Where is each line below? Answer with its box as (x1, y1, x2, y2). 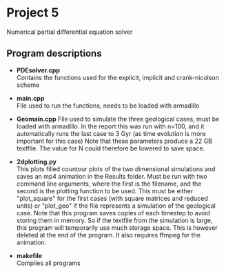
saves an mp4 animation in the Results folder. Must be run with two (16, 172, 207, 180)
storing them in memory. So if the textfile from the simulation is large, (16, 216, 213, 224)
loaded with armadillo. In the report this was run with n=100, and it (16, 122, 205, 130)
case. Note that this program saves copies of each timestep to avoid (16, 208, 211, 217)
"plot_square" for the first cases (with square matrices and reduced (16, 194, 208, 202)
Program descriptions (6, 48, 102, 59)
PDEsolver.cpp (16, 66, 60, 74)
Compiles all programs (16, 259, 81, 267)
